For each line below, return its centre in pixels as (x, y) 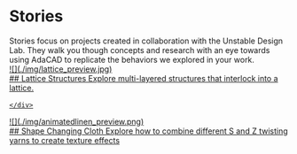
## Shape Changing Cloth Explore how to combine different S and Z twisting (148, 131)
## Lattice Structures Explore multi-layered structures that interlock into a (144, 78)
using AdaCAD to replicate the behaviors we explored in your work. (132, 59)
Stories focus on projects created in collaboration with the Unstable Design (146, 41)
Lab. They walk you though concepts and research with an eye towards (140, 50)
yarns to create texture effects (65, 140)
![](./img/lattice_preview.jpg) (61, 69)
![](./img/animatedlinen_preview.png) (77, 121)
